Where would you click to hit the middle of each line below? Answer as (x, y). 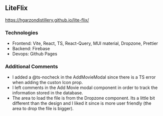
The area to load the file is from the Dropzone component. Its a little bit (83, 98)
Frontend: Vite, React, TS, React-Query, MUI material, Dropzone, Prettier (85, 43)
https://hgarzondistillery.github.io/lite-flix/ (47, 20)
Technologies (22, 32)
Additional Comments (32, 67)
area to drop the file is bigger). (43, 109)
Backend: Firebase (31, 49)
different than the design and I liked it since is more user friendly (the (82, 103)
